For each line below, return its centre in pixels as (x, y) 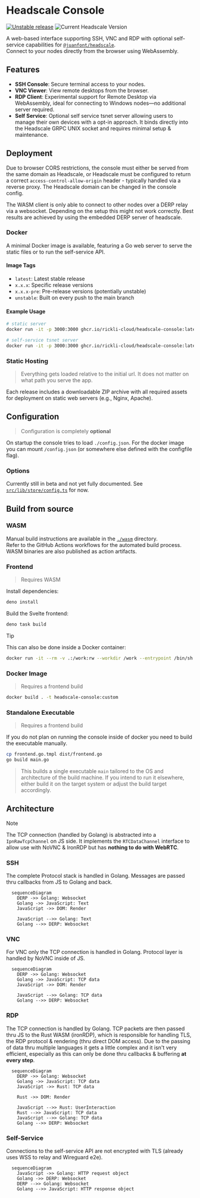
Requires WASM (40, 580)
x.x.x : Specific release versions (54, 285)
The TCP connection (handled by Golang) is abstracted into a (81, 834)
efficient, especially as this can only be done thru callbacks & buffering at (96, 1053)
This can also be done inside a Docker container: (66, 647)
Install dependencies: (32, 591)
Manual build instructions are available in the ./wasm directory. (82, 539)
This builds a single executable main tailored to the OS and (92, 771)
